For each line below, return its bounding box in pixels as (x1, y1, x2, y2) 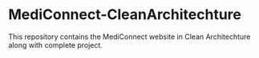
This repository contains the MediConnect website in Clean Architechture (8, 32, 251, 41)
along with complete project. (8, 40, 103, 49)
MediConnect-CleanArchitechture (8, 6, 242, 24)
